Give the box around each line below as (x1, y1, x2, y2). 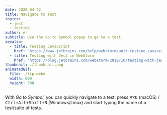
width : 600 (9, 76, 32, 81)
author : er (5, 30, 28, 35)
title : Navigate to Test (5, 12, 57, 17)
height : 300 (9, 80, 35, 85)
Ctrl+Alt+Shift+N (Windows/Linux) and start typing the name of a (5, 99, 147, 105)
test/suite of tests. (5, 105, 42, 111)
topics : (5, 16, 21, 21)
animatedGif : (5, 67, 32, 72)
